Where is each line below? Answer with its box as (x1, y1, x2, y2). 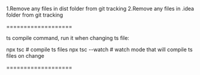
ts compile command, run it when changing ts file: (6, 35, 130, 41)
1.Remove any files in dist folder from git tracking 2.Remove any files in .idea (6, 5, 195, 12)
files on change (6, 52, 45, 59)
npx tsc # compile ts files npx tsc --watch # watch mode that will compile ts (6, 46, 193, 53)
